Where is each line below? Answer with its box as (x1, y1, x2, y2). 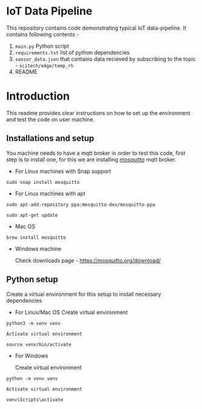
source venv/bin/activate (6, 341, 71, 347)
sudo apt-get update (6, 212, 59, 218)
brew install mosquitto (6, 234, 67, 240)
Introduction (6, 90, 70, 103)
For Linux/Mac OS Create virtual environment (15, 309, 128, 316)
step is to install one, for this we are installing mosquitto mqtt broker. (6, 155, 177, 163)
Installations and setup (6, 133, 95, 143)
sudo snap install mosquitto (6, 179, 80, 185)
